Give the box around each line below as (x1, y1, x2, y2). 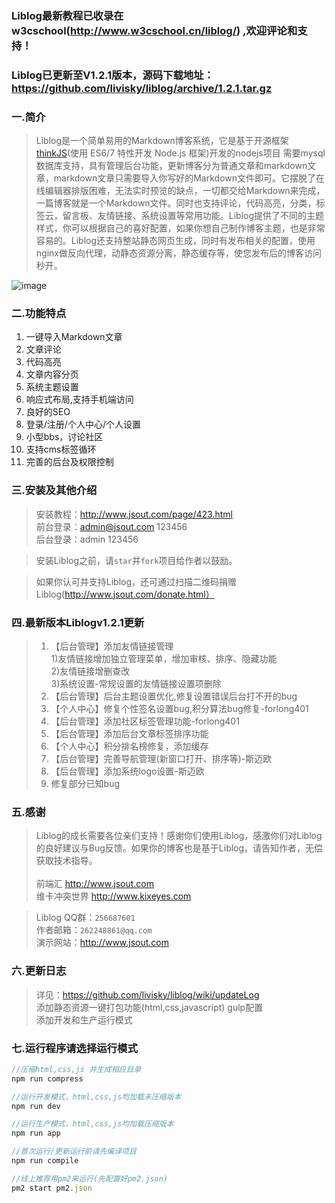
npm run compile (11, 1156, 79, 1166)
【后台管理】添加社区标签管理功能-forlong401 (50, 715, 240, 727)
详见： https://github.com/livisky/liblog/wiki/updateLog (35, 988, 260, 1001)
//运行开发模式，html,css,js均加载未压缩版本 (11, 1092, 182, 1102)
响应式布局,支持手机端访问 (25, 393, 134, 406)
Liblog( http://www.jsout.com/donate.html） (35, 588, 215, 600)
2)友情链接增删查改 (50, 665, 131, 677)
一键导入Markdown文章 (25, 331, 123, 343)
